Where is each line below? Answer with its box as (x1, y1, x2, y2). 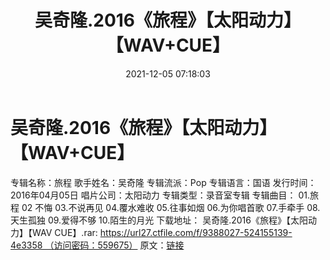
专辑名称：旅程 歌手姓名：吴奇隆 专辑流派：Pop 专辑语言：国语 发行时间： (10, 176, 317, 188)
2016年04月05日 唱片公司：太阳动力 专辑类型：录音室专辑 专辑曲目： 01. (10, 189, 311, 201)
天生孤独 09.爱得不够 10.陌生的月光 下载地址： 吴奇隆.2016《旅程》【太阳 (10, 214, 308, 226)
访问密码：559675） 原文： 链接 (53, 239, 185, 251)
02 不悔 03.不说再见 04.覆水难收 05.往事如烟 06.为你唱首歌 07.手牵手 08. (21, 201, 321, 213)
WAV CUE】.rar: (31, 226, 98, 238)
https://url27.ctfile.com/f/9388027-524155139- (99, 226, 293, 238)
